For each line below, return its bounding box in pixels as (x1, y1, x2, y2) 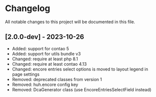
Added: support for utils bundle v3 (12, 51, 81, 56)
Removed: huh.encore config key (12, 82, 78, 87)
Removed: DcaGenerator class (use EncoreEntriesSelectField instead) (12, 86, 152, 92)
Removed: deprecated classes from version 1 (12, 76, 102, 82)
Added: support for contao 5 (12, 45, 69, 51)
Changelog (5, 3, 50, 14)
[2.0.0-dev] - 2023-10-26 (5, 33, 84, 41)
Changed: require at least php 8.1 (12, 56, 78, 62)
